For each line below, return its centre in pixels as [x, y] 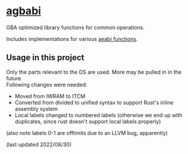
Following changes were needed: [47, 84]
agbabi [24, 11]
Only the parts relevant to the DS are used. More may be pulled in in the [94, 72]
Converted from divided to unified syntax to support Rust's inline [94, 102]
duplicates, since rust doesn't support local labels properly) [88, 121]
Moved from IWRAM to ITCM [50, 96]
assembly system [36, 109]
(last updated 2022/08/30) [39, 144]
